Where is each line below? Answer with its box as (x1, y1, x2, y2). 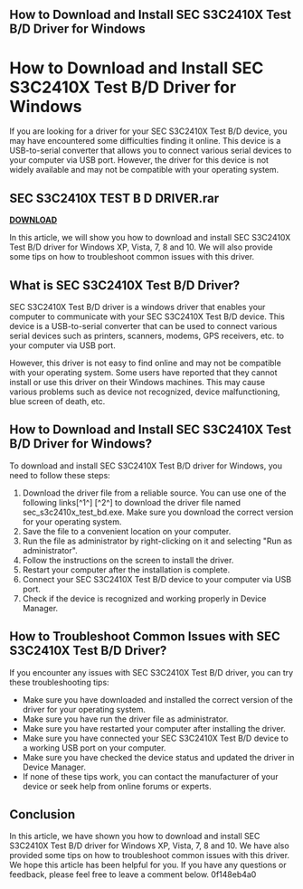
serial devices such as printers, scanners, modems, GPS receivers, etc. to (9, 330, 285, 341)
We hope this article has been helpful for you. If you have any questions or (9, 859, 287, 871)
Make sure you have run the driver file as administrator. (22, 714, 229, 724)
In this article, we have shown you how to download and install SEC (9, 831, 260, 842)
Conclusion (9, 807, 76, 822)
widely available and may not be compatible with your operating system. (9, 165, 279, 175)
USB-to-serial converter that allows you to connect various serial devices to (9, 145, 292, 156)
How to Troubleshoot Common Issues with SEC (9, 629, 280, 645)
